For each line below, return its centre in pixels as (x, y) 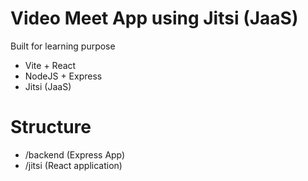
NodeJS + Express (63, 76)
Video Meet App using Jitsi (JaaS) (154, 18)
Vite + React (50, 65)
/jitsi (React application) (73, 165)
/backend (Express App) (75, 154)
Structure (51, 127)
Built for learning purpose (63, 46)
